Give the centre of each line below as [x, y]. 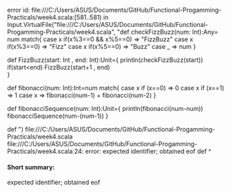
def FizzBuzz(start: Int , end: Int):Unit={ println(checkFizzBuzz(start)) [105, 60]
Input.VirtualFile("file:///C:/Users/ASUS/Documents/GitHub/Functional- [108, 24]
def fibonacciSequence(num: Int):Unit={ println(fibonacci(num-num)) [105, 109]
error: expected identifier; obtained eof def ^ [148, 151]
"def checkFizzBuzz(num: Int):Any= [168, 32]
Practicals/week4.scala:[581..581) [54, 17]
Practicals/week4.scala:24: [46, 151]
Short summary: [31, 167]
